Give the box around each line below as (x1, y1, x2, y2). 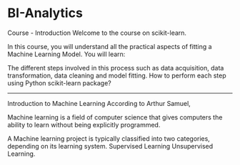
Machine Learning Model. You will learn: (7, 50, 126, 58)
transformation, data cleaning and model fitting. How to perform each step (7, 71, 226, 80)
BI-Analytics (7, 5, 84, 21)
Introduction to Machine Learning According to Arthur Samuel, (7, 99, 191, 107)
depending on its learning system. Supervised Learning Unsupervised (7, 142, 214, 150)
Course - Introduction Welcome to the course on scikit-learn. (7, 28, 187, 37)
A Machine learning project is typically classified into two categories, (7, 134, 211, 143)
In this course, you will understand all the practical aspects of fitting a (7, 42, 212, 50)
